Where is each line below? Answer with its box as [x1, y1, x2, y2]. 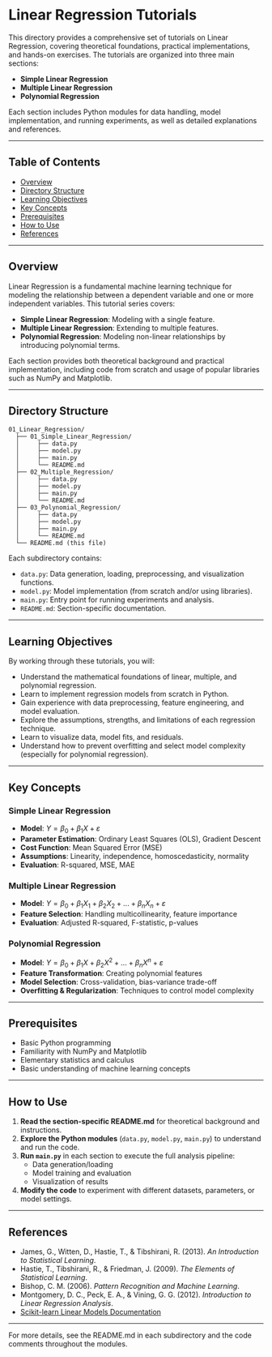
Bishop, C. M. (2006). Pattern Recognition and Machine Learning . [19, 1281, 240, 1290]
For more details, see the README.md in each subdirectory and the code [8, 1330, 253, 1340]
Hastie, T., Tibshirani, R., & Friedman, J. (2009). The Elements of [19, 1264, 235, 1273]
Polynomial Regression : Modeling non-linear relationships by [19, 331, 226, 341]
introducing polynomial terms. [19, 340, 121, 350]
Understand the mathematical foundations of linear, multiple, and [19, 672, 237, 682]
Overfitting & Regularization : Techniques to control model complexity [19, 986, 254, 995]
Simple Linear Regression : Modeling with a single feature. [19, 314, 215, 324]
